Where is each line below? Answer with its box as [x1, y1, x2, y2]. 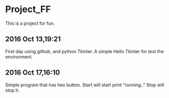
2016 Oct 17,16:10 [5, 68, 60, 77]
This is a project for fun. [5, 20, 55, 26]
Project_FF [5, 4, 51, 15]
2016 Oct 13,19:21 [5, 35, 61, 43]
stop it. [5, 87, 20, 93]
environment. [5, 54, 33, 60]
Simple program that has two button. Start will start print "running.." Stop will [5, 82, 164, 88]
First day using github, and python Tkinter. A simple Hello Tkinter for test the [5, 48, 164, 54]
